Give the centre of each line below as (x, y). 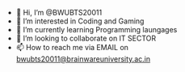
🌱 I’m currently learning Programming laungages (97, 30)
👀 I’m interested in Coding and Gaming (80, 21)
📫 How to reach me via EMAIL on (72, 47)
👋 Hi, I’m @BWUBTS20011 (59, 13)
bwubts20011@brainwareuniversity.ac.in (83, 59)
